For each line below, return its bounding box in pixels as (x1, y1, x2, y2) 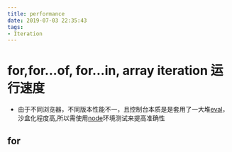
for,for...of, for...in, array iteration (7, 63, 208, 78)
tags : (7, 23, 23, 30)
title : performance (7, 10, 65, 18)
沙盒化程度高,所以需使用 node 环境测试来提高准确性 (17, 114, 165, 122)
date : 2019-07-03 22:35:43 (7, 17, 87, 24)
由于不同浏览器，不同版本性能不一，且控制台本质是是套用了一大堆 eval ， (17, 105, 229, 114)
